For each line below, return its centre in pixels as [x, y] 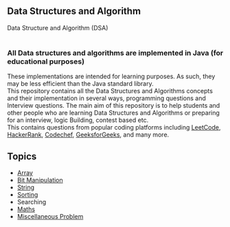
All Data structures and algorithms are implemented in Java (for [115, 53]
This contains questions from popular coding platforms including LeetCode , [114, 128]
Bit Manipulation [40, 180]
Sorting [27, 194]
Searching [32, 202]
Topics [22, 156]
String [26, 187]
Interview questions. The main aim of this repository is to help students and [114, 106]
